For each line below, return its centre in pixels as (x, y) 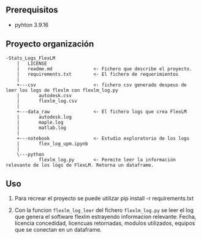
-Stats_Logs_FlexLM (31, 58)
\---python (31, 154)
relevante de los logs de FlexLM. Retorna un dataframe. (80, 165)
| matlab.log (42, 128)
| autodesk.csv (44, 95)
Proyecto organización (50, 44)
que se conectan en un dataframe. (58, 230)
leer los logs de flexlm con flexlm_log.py (62, 90)
